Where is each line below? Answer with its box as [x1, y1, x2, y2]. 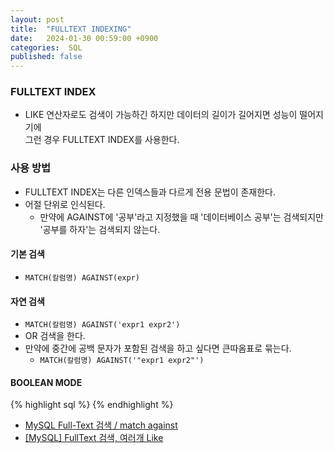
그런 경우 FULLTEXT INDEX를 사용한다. [24, 134, 180, 146]
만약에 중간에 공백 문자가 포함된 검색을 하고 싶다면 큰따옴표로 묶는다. [24, 342, 292, 355]
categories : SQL [10, 42, 83, 53]
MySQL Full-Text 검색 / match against [24, 419, 178, 431]
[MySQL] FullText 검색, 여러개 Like [24, 432, 164, 444]
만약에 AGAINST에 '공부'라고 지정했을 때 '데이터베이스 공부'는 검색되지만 [39, 211, 324, 223]
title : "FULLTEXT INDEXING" [10, 24, 132, 34]
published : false [10, 52, 83, 62]
